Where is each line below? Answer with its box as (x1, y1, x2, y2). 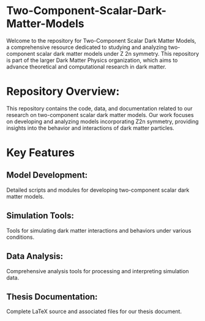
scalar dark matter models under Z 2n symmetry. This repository (36, 50, 199, 57)
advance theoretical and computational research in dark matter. (6, 62, 166, 70)
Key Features (6, 146, 75, 160)
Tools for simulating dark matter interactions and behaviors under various (6, 227, 192, 234)
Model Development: (6, 170, 88, 181)
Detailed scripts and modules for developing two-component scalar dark (6, 186, 190, 194)
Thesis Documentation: (6, 292, 98, 302)
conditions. (6, 233, 35, 241)
